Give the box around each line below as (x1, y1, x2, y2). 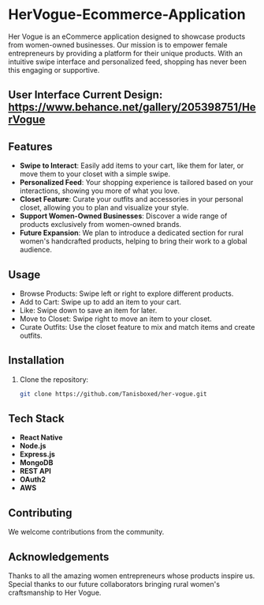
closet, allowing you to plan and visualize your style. (19, 203, 189, 213)
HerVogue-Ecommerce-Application (8, 6, 246, 24)
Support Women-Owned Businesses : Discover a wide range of (19, 211, 228, 221)
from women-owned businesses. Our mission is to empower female (8, 40, 228, 49)
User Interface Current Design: (8, 89, 163, 102)
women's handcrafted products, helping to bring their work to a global (19, 236, 247, 246)
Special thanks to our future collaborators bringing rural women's (8, 580, 221, 589)
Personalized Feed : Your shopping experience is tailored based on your (19, 178, 254, 187)
